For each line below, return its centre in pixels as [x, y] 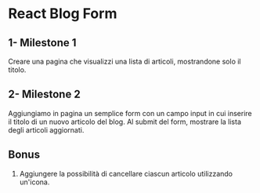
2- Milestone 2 [44, 95]
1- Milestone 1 [42, 43]
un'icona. [34, 182]
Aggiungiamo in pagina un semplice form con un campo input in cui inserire [130, 113]
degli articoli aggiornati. [46, 129]
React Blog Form [63, 14]
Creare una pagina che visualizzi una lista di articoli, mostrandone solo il [125, 61]
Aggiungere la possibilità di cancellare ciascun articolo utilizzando [126, 173]
